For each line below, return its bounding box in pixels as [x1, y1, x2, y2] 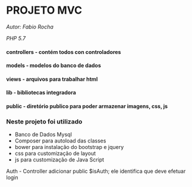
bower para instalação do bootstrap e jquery [14, 144, 124, 151]
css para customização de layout [14, 150, 96, 157]
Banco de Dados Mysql [14, 131, 73, 138]
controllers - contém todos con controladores [6, 48, 121, 55]
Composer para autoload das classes [14, 137, 106, 144]
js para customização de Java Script [14, 156, 105, 163]
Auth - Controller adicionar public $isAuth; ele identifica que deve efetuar [6, 167, 186, 175]
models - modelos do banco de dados [6, 62, 101, 69]
